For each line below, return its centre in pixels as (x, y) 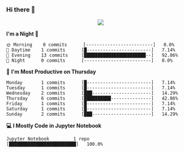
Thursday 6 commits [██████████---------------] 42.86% (92, 98)
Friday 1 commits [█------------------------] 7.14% (91, 104)
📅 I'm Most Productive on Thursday (51, 72)
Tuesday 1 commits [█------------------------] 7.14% (91, 88)
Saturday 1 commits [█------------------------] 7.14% (91, 109)
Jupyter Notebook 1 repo (48, 139)
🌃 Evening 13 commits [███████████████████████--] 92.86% (92, 55)
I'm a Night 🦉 (22, 34)
